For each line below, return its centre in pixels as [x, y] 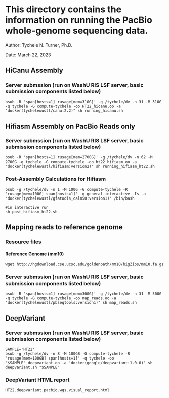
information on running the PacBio [79, 20]
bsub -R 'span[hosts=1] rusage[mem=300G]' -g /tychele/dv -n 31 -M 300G [83, 294]
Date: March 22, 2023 [28, 55]
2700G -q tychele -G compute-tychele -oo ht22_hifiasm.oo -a [71, 162]
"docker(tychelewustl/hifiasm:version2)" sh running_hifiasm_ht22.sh [80, 166]
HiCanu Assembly [34, 71]
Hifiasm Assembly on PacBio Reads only [70, 126]
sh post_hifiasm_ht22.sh [31, 212]
